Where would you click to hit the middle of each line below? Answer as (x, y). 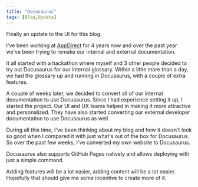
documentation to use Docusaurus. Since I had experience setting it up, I (94, 99)
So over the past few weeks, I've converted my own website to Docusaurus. (98, 142)
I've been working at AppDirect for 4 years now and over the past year (92, 45)
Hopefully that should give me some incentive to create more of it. (86, 178)
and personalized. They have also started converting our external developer (98, 112)
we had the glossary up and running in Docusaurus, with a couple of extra (96, 76)
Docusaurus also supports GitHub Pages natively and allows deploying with (98, 153)
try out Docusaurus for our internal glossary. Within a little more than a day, (97, 69)
